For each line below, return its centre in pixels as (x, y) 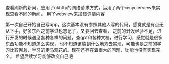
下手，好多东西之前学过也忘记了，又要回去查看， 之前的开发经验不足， (83, 31)
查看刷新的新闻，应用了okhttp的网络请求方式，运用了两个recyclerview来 (81, 7)
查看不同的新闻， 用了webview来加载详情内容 (57, 14)
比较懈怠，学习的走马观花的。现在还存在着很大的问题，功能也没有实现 (82, 50)
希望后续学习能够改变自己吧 (44, 56)
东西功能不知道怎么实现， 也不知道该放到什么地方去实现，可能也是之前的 (81, 44)
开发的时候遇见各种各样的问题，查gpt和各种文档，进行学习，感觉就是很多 (86, 37)
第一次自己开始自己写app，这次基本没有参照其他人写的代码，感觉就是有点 (82, 25)
